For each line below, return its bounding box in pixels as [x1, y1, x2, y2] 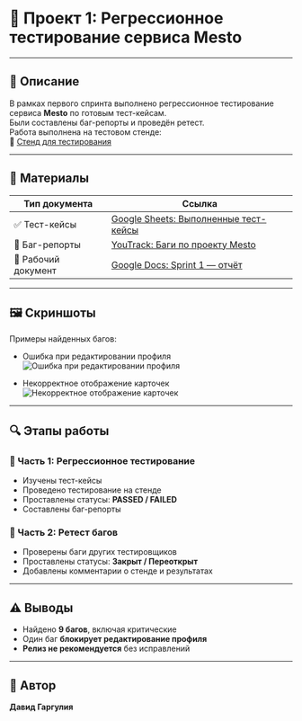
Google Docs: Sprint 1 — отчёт [111, 258, 243, 271]
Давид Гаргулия [9, 701, 74, 712]
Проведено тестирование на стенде [22, 485, 162, 495]
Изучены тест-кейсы [22, 476, 102, 486]
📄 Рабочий [13, 253, 60, 265]
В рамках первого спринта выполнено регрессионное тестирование [9, 98, 274, 109]
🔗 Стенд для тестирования [9, 136, 112, 147]
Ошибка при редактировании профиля [22, 351, 172, 362]
